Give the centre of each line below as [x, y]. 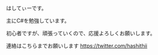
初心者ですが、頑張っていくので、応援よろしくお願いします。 [81, 33]
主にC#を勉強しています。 [38, 21]
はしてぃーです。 [27, 8]
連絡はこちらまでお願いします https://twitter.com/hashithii [77, 46]
